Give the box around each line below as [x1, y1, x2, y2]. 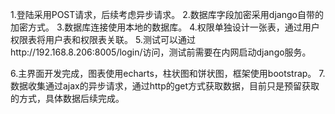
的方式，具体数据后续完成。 [10, 93, 125, 104]
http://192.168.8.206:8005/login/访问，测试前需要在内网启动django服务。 [10, 46, 312, 58]
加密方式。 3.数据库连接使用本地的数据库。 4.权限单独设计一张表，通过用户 [10, 21, 320, 33]
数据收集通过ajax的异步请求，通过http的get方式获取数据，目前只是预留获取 [10, 80, 320, 92]
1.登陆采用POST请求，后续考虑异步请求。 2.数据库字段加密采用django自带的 [10, 9, 324, 20]
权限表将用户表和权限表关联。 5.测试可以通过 [10, 34, 196, 45]
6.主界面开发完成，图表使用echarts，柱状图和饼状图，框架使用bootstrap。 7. [10, 68, 326, 79]
